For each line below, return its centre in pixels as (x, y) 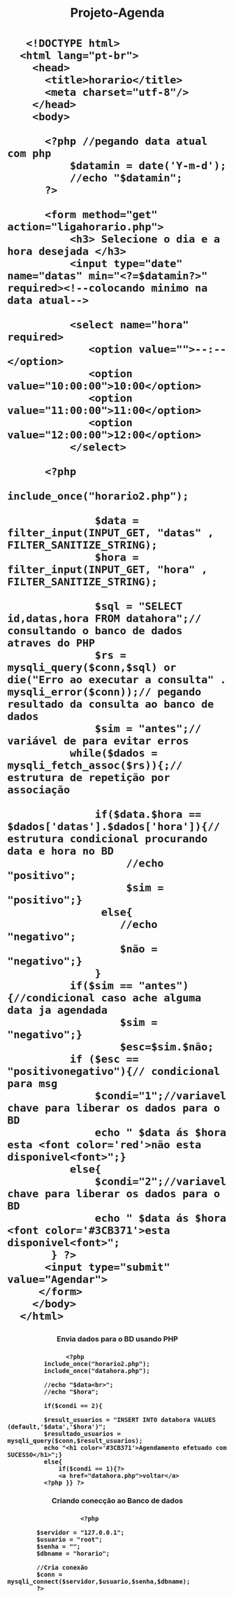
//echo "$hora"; (71, 1392)
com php (29, 154)
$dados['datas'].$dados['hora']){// (114, 827)
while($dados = (114, 754)
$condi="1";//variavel (161, 1096)
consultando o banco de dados (95, 631)
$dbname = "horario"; (73, 1554)
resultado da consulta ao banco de (111, 705)
